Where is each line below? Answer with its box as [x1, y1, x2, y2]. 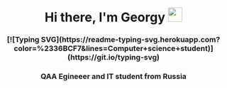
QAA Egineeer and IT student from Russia [40, 72, 187, 82]
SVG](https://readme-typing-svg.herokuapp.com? [40, 35, 221, 45]
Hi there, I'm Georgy [44, 9, 166, 26]
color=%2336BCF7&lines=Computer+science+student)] [13, 43, 214, 53]
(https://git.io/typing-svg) [67, 53, 160, 62]
